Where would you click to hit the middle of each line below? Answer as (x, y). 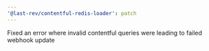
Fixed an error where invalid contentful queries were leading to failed (105, 33)
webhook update (31, 40)
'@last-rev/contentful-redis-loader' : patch (72, 13)
